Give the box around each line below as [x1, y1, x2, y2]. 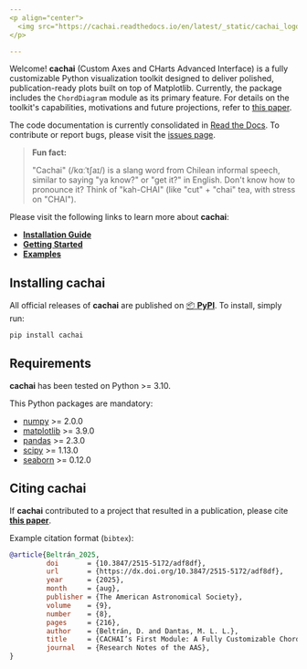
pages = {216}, [46, 618, 121, 627]
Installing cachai [9, 275, 106, 290]
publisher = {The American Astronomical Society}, [46, 592, 244, 602]
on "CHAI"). [31, 193, 77, 205]
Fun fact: [31, 147, 67, 158]
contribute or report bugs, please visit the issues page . [9, 130, 217, 141]
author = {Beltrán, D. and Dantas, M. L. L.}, [46, 626, 239, 635]
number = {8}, [46, 609, 112, 619]
